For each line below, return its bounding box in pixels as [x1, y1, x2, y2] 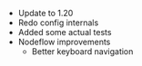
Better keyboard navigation [31, 46, 134, 57]
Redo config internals [17, 17, 99, 28]
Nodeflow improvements [17, 36, 111, 47]
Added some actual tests [17, 27, 112, 37]
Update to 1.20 [17, 8, 74, 18]
